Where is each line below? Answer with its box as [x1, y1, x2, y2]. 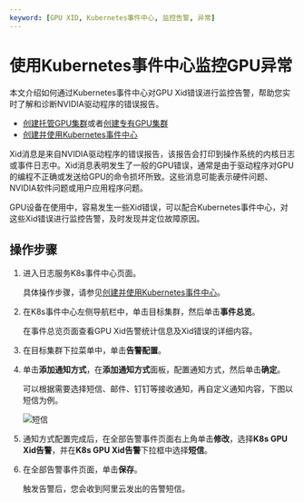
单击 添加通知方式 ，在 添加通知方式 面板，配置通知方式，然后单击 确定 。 [22, 364, 286, 375]
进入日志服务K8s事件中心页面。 [22, 268, 142, 279]
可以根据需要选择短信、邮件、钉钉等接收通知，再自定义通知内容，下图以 [22, 383, 293, 395]
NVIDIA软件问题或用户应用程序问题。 [9, 182, 148, 193]
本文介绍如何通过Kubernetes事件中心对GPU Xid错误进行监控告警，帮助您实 [9, 87, 291, 98]
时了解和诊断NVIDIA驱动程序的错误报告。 [9, 98, 164, 109]
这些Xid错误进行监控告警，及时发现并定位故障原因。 [9, 212, 205, 223]
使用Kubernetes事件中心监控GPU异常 [9, 55, 293, 75]
